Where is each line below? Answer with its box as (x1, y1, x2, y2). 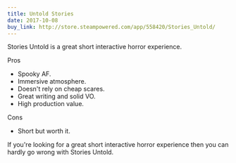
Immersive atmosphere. (17, 77, 87, 86)
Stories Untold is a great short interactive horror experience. (7, 43, 182, 51)
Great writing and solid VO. (17, 92, 97, 100)
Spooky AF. (17, 70, 51, 78)
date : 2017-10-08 (7, 17, 58, 24)
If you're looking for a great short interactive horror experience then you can (7, 141, 229, 149)
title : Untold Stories (7, 10, 74, 18)
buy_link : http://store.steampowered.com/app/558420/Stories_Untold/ (7, 23, 216, 30)
